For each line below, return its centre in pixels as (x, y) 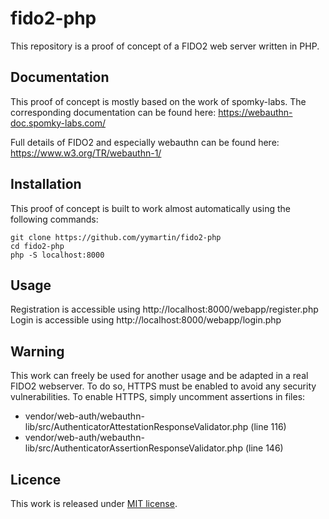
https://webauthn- (255, 112)
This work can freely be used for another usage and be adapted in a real (159, 376)
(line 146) (264, 448)
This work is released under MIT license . (94, 503)
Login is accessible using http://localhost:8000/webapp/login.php (146, 320)
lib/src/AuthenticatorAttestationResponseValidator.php (136, 427)
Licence (36, 479)
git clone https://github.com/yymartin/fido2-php (116, 237)
